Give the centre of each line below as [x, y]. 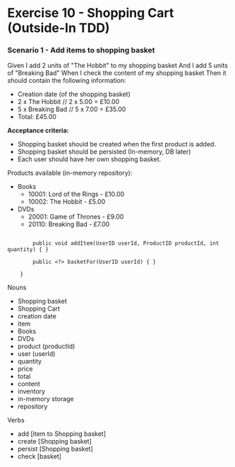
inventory [31, 391]
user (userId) [36, 354]
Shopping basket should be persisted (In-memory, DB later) [104, 152]
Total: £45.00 [37, 117]
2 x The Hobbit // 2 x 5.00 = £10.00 [68, 102]
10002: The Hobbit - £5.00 [67, 202]
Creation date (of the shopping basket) [74, 94]
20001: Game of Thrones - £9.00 [76, 217]
